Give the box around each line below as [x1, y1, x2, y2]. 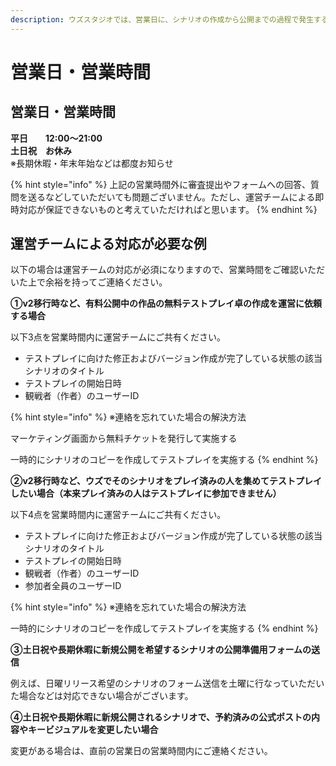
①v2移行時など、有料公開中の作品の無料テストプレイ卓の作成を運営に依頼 [10, 297, 322, 310]
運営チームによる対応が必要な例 [10, 236, 207, 253]
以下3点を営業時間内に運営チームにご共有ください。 [10, 331, 226, 343]
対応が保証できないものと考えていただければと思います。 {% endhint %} [18, 203, 318, 215]
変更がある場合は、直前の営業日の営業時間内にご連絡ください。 [10, 745, 273, 757]
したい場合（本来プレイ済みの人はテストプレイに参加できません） [10, 487, 282, 500]
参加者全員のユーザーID [24, 580, 122, 592]
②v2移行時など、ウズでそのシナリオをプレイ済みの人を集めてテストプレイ [10, 475, 322, 487]
